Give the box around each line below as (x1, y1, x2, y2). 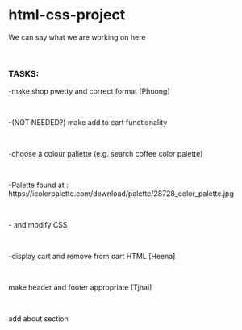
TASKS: (8, 68, 39, 79)
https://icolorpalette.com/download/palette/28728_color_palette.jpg (8, 189, 234, 198)
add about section (8, 314, 69, 324)
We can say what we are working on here (8, 32, 146, 42)
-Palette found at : (8, 180, 69, 190)
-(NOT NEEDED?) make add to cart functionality (8, 118, 168, 127)
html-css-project (8, 6, 126, 24)
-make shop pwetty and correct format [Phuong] (8, 86, 171, 96)
